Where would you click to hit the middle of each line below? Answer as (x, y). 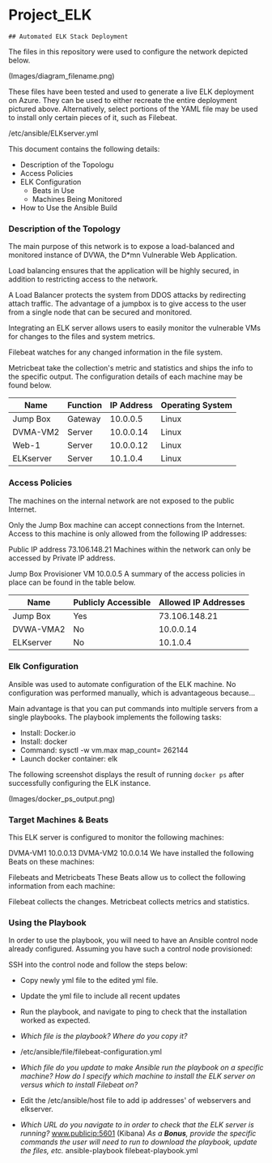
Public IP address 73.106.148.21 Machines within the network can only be (130, 549)
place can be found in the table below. (72, 582)
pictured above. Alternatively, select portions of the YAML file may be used (133, 109)
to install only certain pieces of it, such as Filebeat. (93, 117)
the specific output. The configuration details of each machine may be (125, 377)
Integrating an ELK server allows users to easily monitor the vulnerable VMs (135, 328)
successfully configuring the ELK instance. (80, 783)
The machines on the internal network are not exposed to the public (121, 500)
